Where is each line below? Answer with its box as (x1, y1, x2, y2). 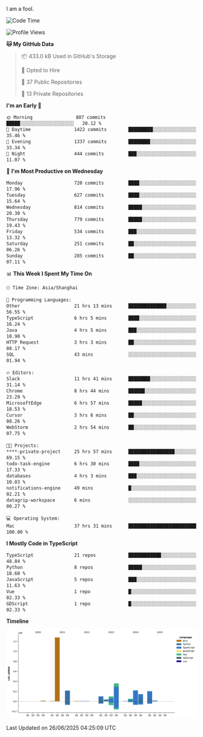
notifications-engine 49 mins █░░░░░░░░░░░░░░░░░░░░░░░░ (6, 485, 197, 491)
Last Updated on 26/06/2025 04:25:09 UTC (6, 724, 116, 731)
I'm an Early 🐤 (6, 102, 42, 109)
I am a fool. (6, 5, 35, 12)
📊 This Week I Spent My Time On (6, 270, 92, 277)
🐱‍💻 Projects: (6, 443, 39, 449)
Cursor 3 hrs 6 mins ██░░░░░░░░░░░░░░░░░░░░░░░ (6, 412, 197, 418)
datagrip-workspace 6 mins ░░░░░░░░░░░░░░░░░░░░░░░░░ (6, 497, 197, 503)
